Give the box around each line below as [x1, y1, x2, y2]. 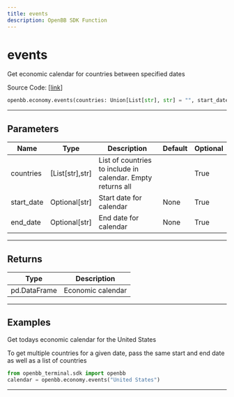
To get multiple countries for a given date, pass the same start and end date [7, 349, 225, 357]
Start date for [98, 193, 142, 203]
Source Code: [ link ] [7, 83, 63, 92]
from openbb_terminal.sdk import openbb [7, 370, 127, 377]
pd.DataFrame [10, 285, 58, 295]
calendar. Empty [98, 173, 153, 182]
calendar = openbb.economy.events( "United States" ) [7, 376, 160, 383]
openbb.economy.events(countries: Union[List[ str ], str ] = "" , [7, 97, 195, 104]
